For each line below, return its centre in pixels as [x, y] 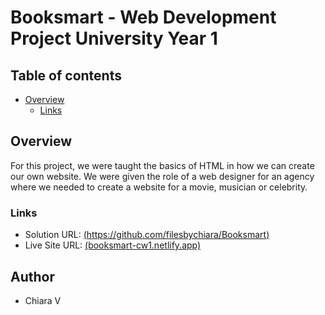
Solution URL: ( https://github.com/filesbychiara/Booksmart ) [147, 235]
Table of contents [66, 75]
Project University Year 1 [114, 38]
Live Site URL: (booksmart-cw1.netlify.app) [113, 245]
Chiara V [43, 300]
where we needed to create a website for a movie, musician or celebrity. [159, 187]
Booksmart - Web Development [143, 17]
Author [32, 276]
